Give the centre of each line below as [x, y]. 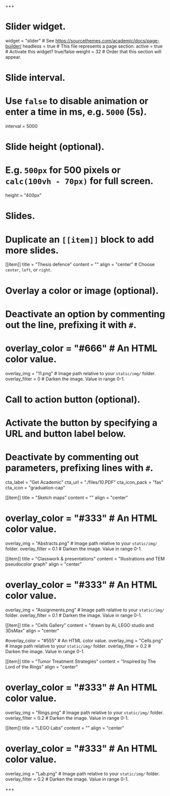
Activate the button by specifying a [81, 423]
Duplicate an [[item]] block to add [80, 239]
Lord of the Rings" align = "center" [42, 666]
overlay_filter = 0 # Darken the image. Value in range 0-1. [65, 379]
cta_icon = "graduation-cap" [35, 487]
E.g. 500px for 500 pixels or [63, 170]
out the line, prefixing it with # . [71, 325]
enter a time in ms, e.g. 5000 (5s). [76, 112]
